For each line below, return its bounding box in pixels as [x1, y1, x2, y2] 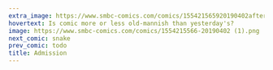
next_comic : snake [8, 34, 71, 43]
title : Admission [8, 49, 67, 57]
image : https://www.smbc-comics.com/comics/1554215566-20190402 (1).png [8, 27, 260, 35]
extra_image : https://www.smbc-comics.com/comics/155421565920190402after [8, 11, 267, 20]
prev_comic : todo [8, 42, 67, 50]
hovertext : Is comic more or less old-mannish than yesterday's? [8, 19, 234, 27]
